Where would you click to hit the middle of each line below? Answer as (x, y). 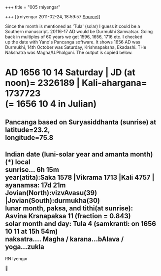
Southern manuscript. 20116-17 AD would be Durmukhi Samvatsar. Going (79, 31)
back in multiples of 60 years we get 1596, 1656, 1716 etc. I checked (74, 37)
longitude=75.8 (29, 138)
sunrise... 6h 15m (32, 170)
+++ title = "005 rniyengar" (33, 7)
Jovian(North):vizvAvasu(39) (51, 193)
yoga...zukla (25, 247)
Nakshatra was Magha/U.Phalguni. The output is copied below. (69, 52)
